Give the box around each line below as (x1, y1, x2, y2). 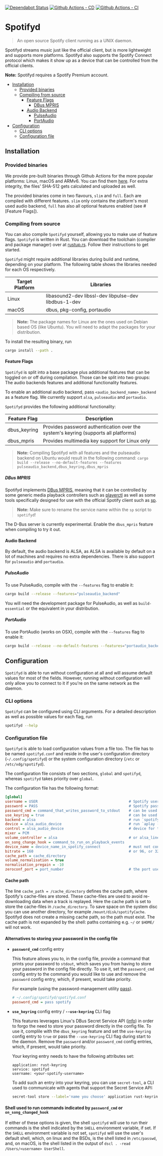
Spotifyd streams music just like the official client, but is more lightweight (5, 47, 151, 53)
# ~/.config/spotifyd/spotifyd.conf (12, 995, 86, 1000)
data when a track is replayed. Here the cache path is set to (32, 899, 151, 905)
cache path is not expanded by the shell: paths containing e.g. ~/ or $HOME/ (5, 919, 155, 925)
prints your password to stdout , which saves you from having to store (12, 961, 151, 967)
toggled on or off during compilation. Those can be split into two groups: (5, 374, 150, 380)
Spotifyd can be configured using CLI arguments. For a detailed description (5, 708, 156, 714)
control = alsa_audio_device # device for (5, 826, 155, 831)
